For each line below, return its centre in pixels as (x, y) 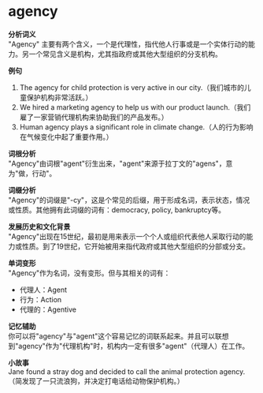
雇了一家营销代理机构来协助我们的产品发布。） (94, 117)
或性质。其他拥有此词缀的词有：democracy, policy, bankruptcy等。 (117, 210)
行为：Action (41, 299)
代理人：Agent (43, 290)
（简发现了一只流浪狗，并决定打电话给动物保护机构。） (96, 380)
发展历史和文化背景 (39, 226)
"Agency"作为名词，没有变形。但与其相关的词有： (89, 273)
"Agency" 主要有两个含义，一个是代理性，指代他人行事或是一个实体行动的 (128, 44)
